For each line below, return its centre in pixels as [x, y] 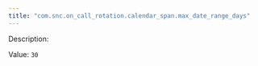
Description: [29, 39]
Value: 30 [23, 54]
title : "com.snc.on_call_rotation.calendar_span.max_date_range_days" [129, 16]
